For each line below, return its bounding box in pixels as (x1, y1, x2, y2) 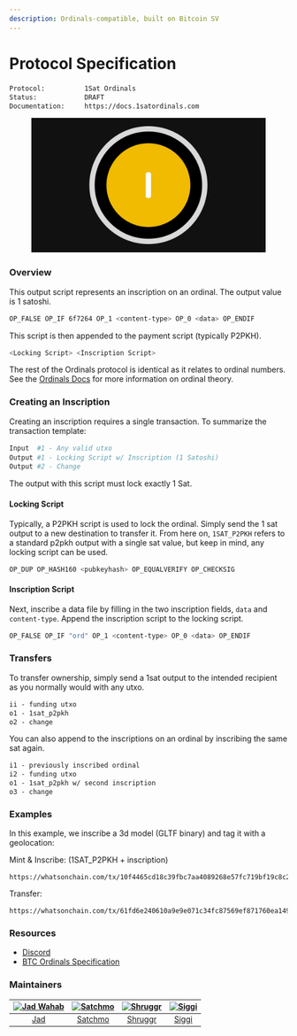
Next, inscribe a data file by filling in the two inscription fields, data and (9, 603, 268, 615)
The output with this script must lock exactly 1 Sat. (9, 478, 193, 489)
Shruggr (126, 1014, 157, 1024)
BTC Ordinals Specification (21, 956, 120, 967)
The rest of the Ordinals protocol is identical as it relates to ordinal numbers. (9, 364, 286, 375)
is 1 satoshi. (9, 296, 51, 306)
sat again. (9, 742, 45, 753)
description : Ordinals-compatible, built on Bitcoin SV (9, 14, 219, 23)
